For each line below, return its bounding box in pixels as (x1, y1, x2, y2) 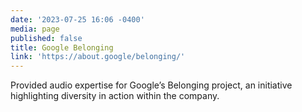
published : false (10, 33, 83, 43)
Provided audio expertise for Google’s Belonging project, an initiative (10, 79, 293, 91)
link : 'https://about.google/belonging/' (10, 52, 186, 62)
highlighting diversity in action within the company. (10, 90, 220, 102)
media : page (10, 24, 60, 34)
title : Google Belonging (10, 42, 114, 53)
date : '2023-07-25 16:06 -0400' (10, 14, 145, 25)
